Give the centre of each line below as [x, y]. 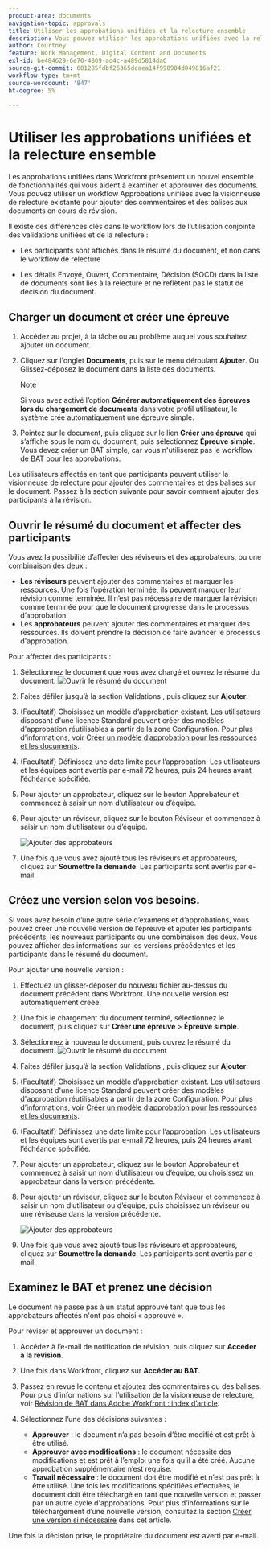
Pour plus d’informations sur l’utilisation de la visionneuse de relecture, [137, 1394]
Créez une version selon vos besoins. [104, 900]
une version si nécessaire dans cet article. [102, 1520]
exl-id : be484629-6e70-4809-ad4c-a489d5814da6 [88, 61]
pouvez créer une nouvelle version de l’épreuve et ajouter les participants [130, 928]
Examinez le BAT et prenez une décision [110, 1287]
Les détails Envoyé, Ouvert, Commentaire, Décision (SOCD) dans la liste [139, 275]
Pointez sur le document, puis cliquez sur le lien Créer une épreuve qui [138, 433]
